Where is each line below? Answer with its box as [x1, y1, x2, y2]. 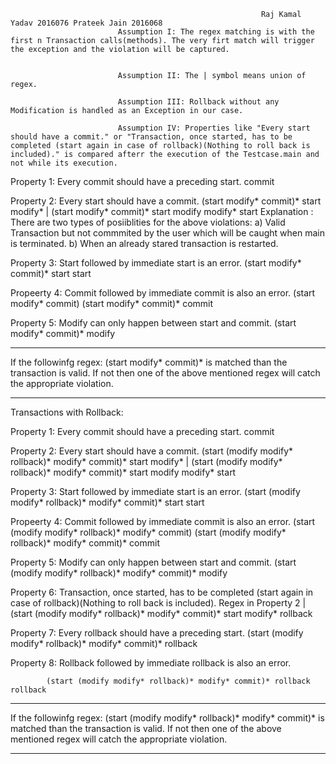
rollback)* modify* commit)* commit [10, 537, 160, 549]
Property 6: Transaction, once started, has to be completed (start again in [10, 586, 314, 598]
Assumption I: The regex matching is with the [117, 27, 315, 37]
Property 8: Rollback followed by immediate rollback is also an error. [10, 657, 292, 669]
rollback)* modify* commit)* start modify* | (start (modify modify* [10, 456, 283, 467]
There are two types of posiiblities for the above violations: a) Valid [10, 216, 286, 228]
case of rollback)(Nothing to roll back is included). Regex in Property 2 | [10, 597, 307, 609]
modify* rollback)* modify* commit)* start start [10, 496, 205, 508]
